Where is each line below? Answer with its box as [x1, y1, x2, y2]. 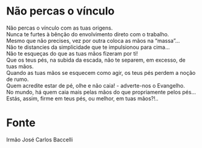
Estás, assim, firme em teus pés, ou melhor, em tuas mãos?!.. [6, 95, 159, 102]
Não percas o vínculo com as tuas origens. [6, 24, 113, 31]
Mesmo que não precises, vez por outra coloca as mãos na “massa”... [6, 37, 180, 44]
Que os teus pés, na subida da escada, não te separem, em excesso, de [6, 56, 186, 63]
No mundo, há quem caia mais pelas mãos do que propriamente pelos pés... [6, 88, 197, 95]
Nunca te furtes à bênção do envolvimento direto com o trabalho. [6, 30, 169, 37]
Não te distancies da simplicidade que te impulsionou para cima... [6, 43, 171, 51]
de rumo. [6, 76, 29, 83]
